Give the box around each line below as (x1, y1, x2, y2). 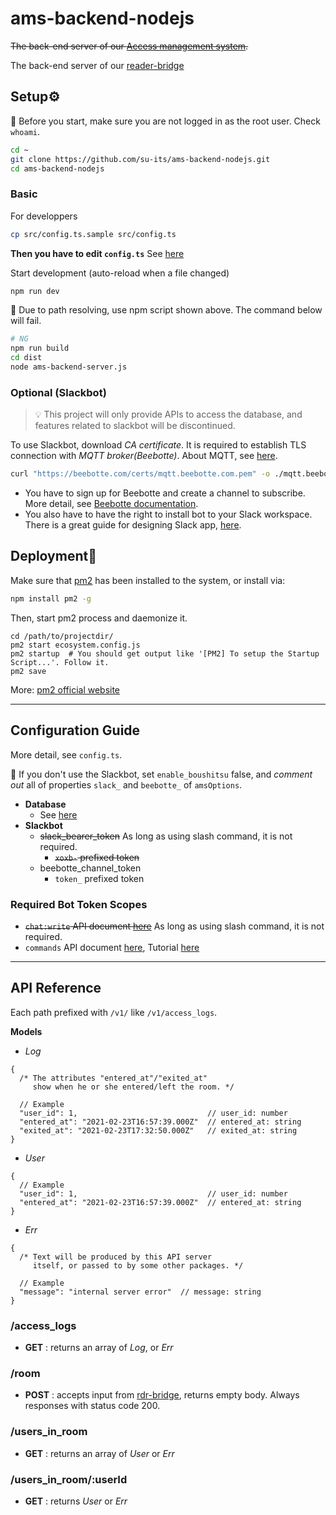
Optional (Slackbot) (10, 385, 107, 399)
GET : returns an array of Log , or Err (24, 1342, 174, 1353)
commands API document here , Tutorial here (24, 941, 200, 953)
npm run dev (10, 286, 60, 296)
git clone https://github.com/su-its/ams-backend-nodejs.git (10, 154, 271, 164)
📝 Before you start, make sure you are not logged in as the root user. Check (10, 115, 321, 127)
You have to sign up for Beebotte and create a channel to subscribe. (24, 487, 306, 499)
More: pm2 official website (10, 683, 121, 696)
